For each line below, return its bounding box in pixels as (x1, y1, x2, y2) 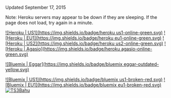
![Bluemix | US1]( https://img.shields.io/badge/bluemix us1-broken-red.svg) (5, 77, 163, 82)
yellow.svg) (5, 66, 29, 72)
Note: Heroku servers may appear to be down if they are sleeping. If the (5, 14, 158, 20)
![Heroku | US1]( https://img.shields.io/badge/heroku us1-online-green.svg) (5, 30, 163, 35)
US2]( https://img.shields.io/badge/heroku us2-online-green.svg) (26, 40, 163, 46)
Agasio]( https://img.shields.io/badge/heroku (26, 46, 120, 52)
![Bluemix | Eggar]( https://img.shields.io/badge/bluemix (5, 61, 123, 67)
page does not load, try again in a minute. (5, 20, 93, 26)
